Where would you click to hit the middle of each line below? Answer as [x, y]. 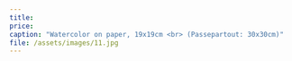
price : [22, 26]
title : [22, 17]
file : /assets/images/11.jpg [64, 43]
